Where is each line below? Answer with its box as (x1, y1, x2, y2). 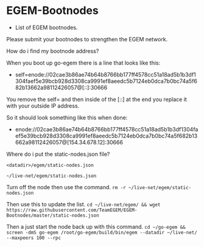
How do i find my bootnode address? (6, 47, 99, 55)
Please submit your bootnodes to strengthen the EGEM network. (6, 35, 168, 43)
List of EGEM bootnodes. (15, 24, 78, 31)
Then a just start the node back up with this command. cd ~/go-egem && (6, 223, 186, 230)
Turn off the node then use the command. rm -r (6, 183, 126, 190)
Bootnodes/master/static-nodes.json (6, 212, 99, 218)
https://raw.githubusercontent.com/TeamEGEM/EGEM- (6, 207, 138, 213)
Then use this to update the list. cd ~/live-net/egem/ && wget (6, 200, 161, 207)
